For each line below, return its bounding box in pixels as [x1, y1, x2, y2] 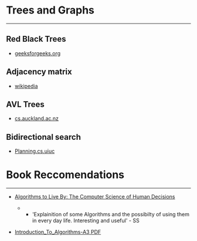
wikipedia [14, 82, 38, 89]
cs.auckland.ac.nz [14, 115, 59, 122]
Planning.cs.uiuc [14, 148, 55, 155]
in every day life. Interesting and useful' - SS [32, 217, 140, 224]
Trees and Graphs [6, 4, 95, 17]
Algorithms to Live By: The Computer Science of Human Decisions [14, 193, 175, 200]
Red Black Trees [6, 34, 66, 44]
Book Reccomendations [6, 168, 125, 182]
